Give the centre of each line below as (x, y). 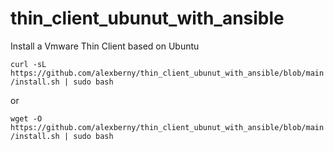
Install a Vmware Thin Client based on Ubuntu (105, 46)
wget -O (26, 118)
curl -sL (28, 64)
